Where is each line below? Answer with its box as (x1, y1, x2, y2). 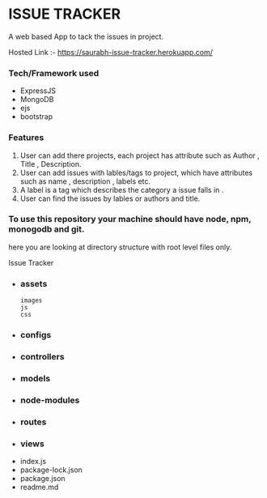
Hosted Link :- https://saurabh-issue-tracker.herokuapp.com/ (8, 47, 213, 57)
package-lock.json (19, 465, 83, 475)
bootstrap (19, 112, 53, 121)
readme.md (19, 483, 59, 492)
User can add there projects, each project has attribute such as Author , (19, 151, 261, 160)
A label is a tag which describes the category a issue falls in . (19, 185, 224, 194)
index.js (19, 457, 47, 466)
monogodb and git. (8, 223, 85, 235)
